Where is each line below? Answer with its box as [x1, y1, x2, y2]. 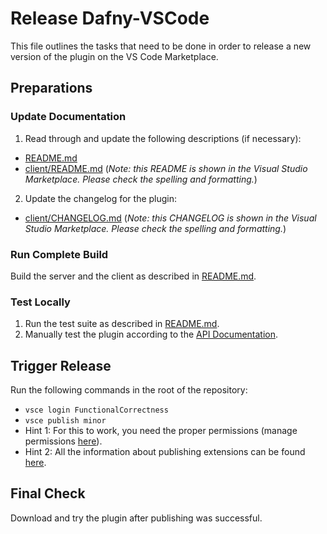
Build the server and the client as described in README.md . [10, 270, 257, 282]
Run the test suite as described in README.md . [24, 318, 220, 330]
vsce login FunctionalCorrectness [24, 405, 169, 416]
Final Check [10, 485, 86, 502]
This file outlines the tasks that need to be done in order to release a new [10, 40, 312, 52]
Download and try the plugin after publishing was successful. [10, 512, 263, 524]
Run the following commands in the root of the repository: [10, 384, 248, 396]
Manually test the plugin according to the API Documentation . [24, 328, 279, 341]
